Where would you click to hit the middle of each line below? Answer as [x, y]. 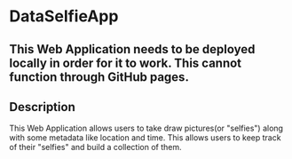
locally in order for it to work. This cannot [126, 63]
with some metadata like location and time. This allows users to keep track [145, 138]
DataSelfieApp [64, 16]
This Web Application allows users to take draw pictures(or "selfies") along [146, 128]
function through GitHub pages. [99, 77]
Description [42, 107]
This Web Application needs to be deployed [132, 49]
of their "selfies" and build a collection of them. [95, 147]
